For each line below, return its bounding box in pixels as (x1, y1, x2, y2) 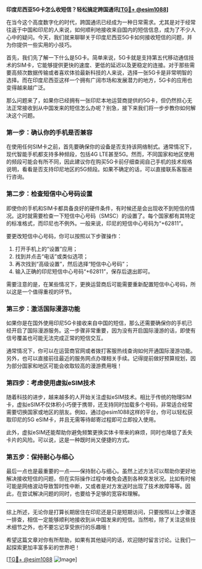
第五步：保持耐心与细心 (6, 453, 74, 461)
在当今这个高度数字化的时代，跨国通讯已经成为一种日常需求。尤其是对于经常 (6, 19, 196, 26)
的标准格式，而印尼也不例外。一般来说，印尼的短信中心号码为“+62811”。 (6, 220, 186, 227)
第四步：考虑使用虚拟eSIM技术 (6, 378, 96, 387)
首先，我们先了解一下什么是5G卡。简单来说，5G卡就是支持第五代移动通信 (6, 54, 189, 61)
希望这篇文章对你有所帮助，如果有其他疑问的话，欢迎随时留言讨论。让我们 (6, 537, 191, 544)
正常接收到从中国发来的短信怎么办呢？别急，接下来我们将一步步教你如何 (11, 105, 191, 111)
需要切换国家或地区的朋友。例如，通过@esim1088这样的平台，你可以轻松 (6, 408, 188, 416)
